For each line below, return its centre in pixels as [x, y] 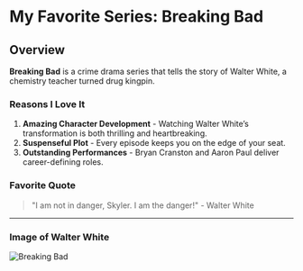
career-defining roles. [63, 162]
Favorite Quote [43, 185]
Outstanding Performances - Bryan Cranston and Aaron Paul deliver [151, 153]
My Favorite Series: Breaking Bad [137, 17]
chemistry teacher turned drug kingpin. [82, 81]
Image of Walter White [60, 237]
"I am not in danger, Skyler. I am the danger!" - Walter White [142, 205]
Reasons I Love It [47, 104]
